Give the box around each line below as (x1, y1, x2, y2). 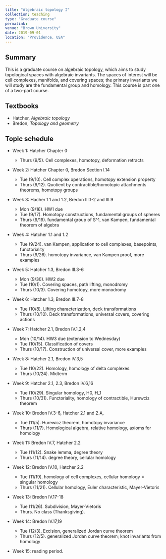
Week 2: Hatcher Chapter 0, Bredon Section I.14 (12, 167, 110, 173)
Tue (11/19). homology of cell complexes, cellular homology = (19, 474, 145, 480)
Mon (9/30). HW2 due (19, 276, 65, 282)
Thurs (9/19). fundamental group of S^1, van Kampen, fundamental (19, 217, 156, 223)
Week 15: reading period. (12, 548, 63, 554)
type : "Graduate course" (5, 16, 56, 21)
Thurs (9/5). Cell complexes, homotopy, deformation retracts (19, 157, 144, 164)
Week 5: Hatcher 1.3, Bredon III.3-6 (12, 267, 84, 273)
